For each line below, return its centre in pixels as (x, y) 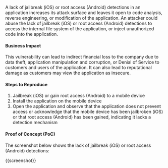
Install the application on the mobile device (57, 101)
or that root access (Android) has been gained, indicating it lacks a (82, 117)
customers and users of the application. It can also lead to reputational (79, 68)
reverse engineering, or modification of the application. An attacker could (81, 18)
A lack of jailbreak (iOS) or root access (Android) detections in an (73, 7)
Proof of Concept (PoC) (30, 134)
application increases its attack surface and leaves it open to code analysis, (84, 13)
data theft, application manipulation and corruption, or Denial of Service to (82, 62)
